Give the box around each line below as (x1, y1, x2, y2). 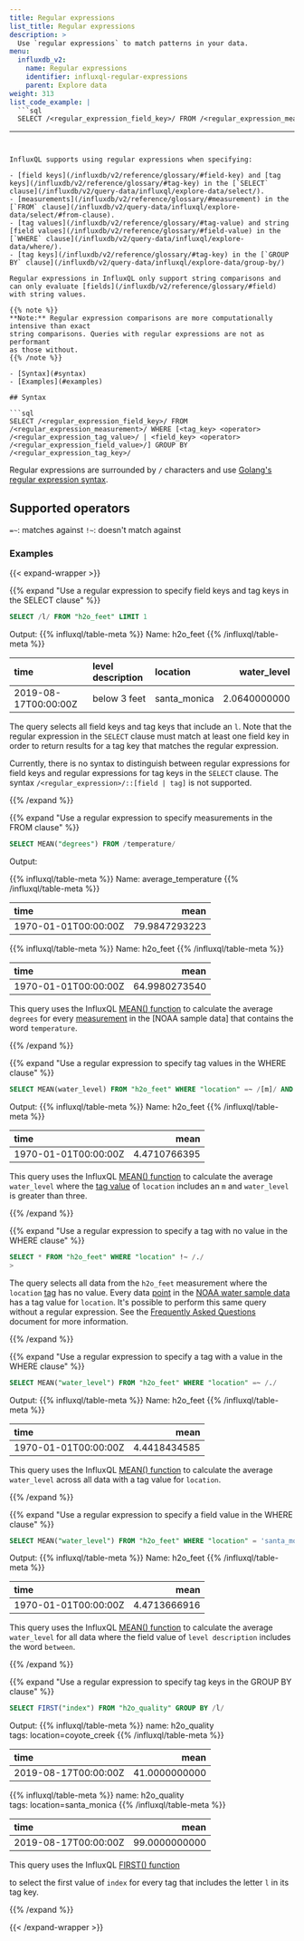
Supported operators (9, 500, 131, 516)
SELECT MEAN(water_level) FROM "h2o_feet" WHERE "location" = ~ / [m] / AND (9, 1085, 294, 1094)
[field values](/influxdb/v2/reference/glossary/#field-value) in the (9, 227, 281, 236)
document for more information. (9, 1315, 128, 1326)
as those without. (9, 345, 79, 354)
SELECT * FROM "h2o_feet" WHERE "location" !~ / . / (9, 1252, 204, 1261)
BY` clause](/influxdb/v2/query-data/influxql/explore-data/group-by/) (9, 258, 285, 267)
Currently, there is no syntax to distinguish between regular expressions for (9, 758, 290, 769)
